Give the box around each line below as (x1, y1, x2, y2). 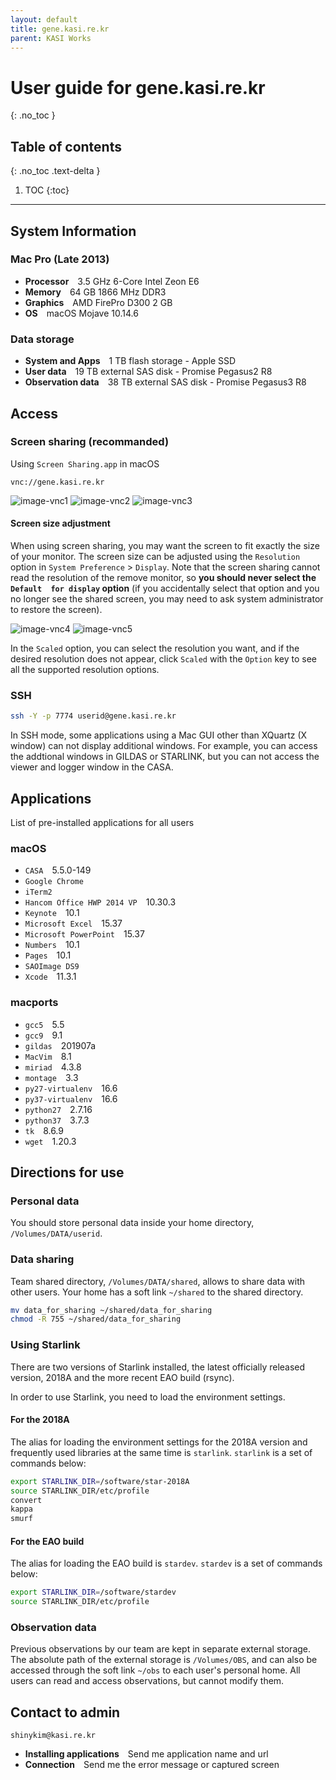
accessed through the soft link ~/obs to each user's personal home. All (10, 1664, 301, 1676)
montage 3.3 (24, 1071, 79, 1083)
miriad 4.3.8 (24, 1061, 82, 1073)
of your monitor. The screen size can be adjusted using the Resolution (10, 551, 301, 562)
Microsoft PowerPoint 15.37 (24, 928, 145, 940)
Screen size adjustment (10, 517, 111, 530)
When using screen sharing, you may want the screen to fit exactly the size (10, 540, 320, 551)
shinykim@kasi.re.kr (10, 1731, 97, 1741)
